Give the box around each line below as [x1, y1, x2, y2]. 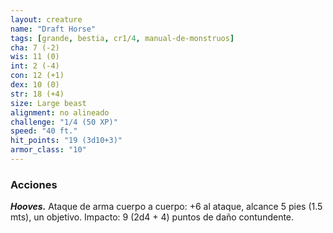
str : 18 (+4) [10, 89, 65, 99]
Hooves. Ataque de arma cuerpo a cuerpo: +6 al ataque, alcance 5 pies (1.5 [10, 201, 323, 213]
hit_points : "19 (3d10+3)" [10, 136, 123, 146]
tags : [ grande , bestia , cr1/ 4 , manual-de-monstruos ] [10, 33, 235, 43]
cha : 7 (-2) [10, 42, 60, 53]
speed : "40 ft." [10, 126, 78, 136]
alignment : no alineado [10, 107, 110, 118]
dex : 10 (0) [10, 80, 60, 90]
